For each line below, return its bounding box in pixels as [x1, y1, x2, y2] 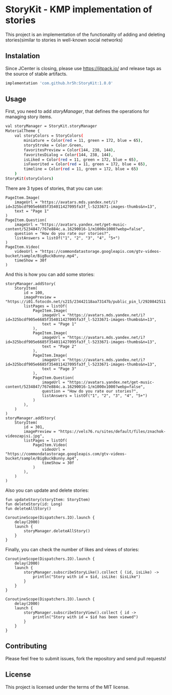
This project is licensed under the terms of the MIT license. [5, 684, 130, 690]
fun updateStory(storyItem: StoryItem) [5, 497, 91, 502]
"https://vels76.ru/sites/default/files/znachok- [58, 429, 166, 434]
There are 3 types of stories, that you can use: [5, 185, 103, 191]
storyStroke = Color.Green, [24, 142, 83, 148]
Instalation [5, 52, 40, 60]
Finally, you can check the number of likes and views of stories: [5, 546, 139, 552]
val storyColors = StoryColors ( [14, 133, 83, 139]
